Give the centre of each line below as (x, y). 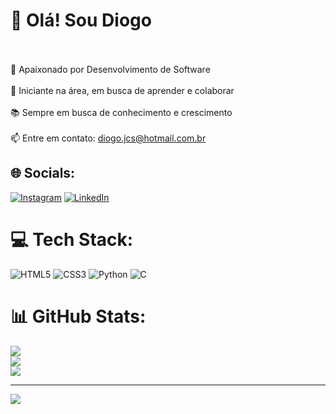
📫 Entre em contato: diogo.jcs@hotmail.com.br (108, 138)
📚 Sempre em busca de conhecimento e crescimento (121, 112)
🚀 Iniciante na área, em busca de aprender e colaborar (122, 90)
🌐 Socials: (43, 173)
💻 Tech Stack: (72, 239)
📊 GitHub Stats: (78, 316)
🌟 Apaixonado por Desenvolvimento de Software (110, 69)
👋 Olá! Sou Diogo (81, 20)
